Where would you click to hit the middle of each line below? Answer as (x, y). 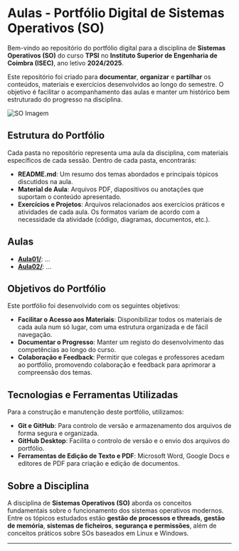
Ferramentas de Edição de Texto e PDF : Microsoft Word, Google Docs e (123, 456)
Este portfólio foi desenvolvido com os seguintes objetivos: (94, 306)
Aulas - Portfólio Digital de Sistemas (116, 13)
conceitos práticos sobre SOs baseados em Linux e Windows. (98, 533)
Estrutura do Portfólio (56, 135)
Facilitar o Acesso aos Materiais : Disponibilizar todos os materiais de (120, 320)
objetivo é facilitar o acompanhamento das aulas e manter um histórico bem (118, 92)
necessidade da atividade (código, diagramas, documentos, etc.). (114, 219)
